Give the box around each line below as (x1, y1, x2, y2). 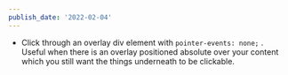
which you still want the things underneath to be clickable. (20, 56, 235, 66)
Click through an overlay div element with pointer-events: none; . (20, 37, 264, 48)
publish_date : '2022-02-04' (8, 12, 113, 22)
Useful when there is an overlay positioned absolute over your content (20, 46, 279, 57)
